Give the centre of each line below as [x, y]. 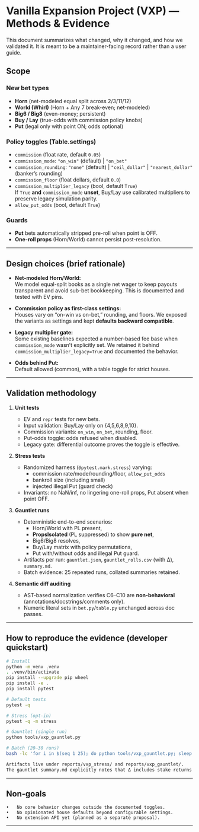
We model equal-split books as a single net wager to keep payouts [96, 284]
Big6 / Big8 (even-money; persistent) [60, 113]
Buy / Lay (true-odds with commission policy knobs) [79, 120]
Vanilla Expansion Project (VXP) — [93, 11]
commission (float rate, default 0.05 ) [58, 154]
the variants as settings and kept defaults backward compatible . [94, 321]
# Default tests [26, 699]
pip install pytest [30, 689]
